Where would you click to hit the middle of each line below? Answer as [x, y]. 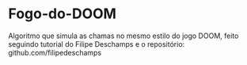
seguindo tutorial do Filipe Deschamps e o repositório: [97, 44]
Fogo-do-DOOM [63, 14]
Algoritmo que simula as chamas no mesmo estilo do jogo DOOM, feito [123, 36]
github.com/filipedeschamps [55, 52]
